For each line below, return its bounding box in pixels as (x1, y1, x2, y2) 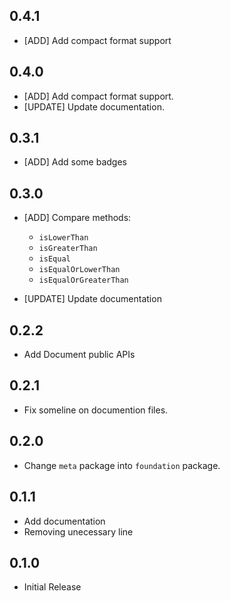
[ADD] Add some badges (23, 156, 127, 168)
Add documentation (23, 515, 106, 527)
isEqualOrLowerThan (38, 265, 121, 275)
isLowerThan (38, 233, 89, 243)
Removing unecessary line (23, 525, 134, 538)
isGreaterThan (38, 244, 98, 254)
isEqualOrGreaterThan (38, 275, 129, 286)
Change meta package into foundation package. (23, 459, 221, 471)
